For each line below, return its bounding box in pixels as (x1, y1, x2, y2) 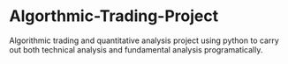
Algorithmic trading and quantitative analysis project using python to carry (9, 35, 280, 46)
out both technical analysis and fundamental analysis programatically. (9, 44, 263, 54)
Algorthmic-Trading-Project (9, 6, 219, 26)
